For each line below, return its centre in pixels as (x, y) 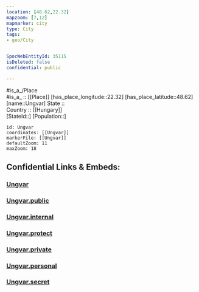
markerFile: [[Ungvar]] (37, 138)
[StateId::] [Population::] (36, 116)
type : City (20, 29)
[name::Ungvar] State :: (36, 103)
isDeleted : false (28, 62)
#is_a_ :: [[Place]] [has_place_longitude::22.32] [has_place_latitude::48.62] (100, 97)
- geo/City (20, 40)
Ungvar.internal (30, 217)
